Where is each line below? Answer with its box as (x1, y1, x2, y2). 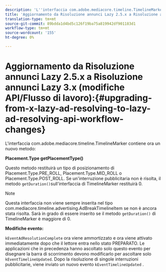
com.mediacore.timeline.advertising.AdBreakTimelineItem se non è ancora (5, 205, 157, 211)
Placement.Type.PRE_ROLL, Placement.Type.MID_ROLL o (5, 170, 122, 176)
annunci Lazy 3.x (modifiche (5, 82, 125, 93)
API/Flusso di (5, 92, 61, 104)
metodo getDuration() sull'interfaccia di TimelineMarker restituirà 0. (5, 181, 143, 187)
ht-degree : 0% (5, 35, 35, 40)
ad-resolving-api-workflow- (5, 114, 124, 125)
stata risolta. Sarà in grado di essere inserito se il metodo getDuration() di (5, 210, 156, 216)
